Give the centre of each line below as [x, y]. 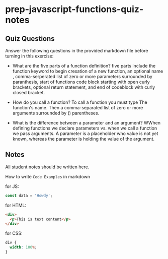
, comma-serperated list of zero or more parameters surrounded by [82, 76]
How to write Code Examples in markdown [48, 176]
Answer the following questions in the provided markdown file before [77, 51]
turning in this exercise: [29, 56]
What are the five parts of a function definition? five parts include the [84, 66]
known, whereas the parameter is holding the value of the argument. [83, 139]
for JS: [12, 186]
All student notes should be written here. [47, 167]
